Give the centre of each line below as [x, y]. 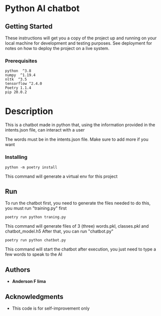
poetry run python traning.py [36, 217]
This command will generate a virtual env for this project [61, 176]
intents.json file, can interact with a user [45, 130]
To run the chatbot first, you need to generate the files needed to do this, [78, 203]
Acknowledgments [34, 297]
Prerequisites [21, 61]
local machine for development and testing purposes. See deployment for [79, 43]
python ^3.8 [18, 71]
